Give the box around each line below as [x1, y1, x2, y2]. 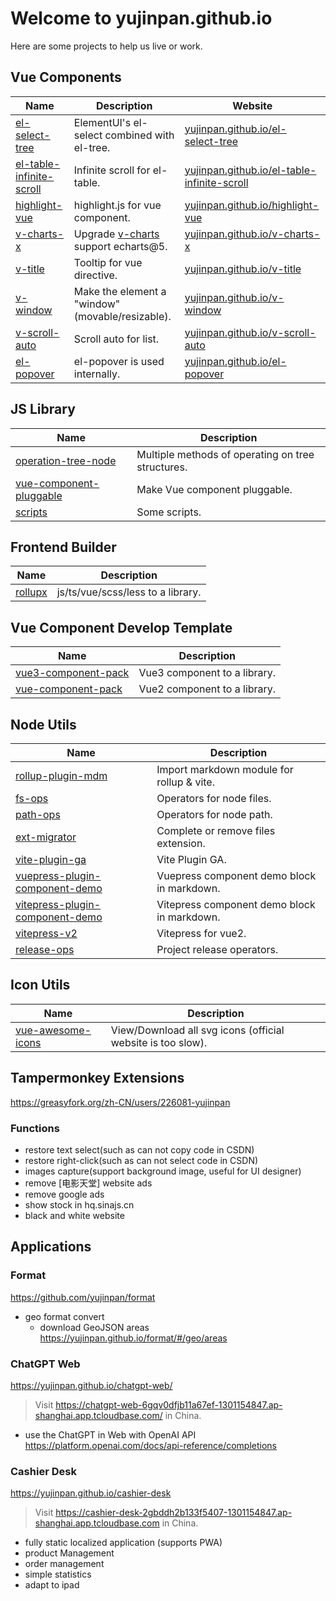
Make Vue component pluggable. [136, 482, 293, 496]
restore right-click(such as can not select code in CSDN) [24, 1154, 259, 1166]
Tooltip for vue [73, 255, 143, 269]
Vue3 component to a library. [138, 666, 277, 680]
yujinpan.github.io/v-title [184, 262, 302, 276]
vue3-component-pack [15, 666, 130, 680]
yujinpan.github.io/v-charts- [184, 227, 321, 241]
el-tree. [73, 140, 111, 154]
